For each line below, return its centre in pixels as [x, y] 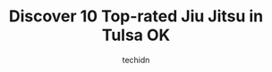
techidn [136, 60]
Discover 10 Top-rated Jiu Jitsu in [136, 16]
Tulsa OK [136, 35]
